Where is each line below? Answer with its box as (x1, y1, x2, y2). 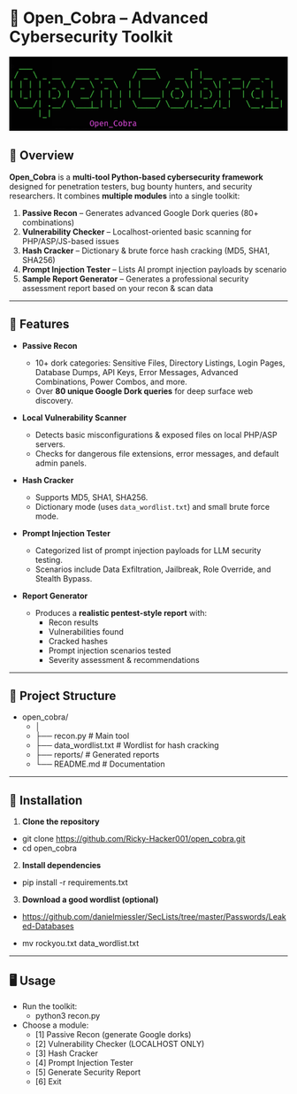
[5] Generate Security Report (34, 1067, 141, 1077)
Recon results (48, 617, 99, 628)
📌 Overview (9, 148, 74, 163)
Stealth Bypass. (34, 573, 93, 583)
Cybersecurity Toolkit (9, 27, 173, 47)
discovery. (34, 395, 73, 405)
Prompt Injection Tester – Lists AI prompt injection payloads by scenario (21, 264, 287, 274)
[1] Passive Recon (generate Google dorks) (34, 1029, 192, 1039)
